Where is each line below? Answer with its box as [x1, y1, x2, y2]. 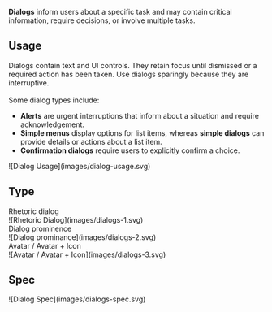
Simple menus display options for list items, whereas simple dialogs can [19, 128, 265, 137]
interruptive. [8, 77, 50, 88]
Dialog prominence [8, 223, 72, 233]
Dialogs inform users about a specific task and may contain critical [8, 7, 233, 16]
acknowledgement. [19, 119, 85, 129]
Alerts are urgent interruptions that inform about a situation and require [19, 110, 260, 120]
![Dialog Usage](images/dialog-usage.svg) [8, 161, 151, 171]
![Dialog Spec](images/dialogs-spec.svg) [8, 294, 146, 304]
